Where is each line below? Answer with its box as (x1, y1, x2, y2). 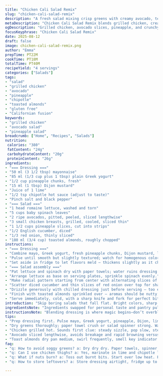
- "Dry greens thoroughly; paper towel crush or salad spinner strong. (5, 324, 153, 328)
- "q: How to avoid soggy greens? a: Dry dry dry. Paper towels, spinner (5, 346, 158, 351)
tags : (5, 75, 16, 80)
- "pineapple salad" (5, 129, 47, 134)
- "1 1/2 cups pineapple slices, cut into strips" (5, 224, 110, 229)
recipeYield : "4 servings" (5, 66, 60, 71)
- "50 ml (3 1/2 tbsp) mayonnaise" (5, 170, 77, 175)
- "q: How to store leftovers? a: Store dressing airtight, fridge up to (5, 359, 158, 364)
